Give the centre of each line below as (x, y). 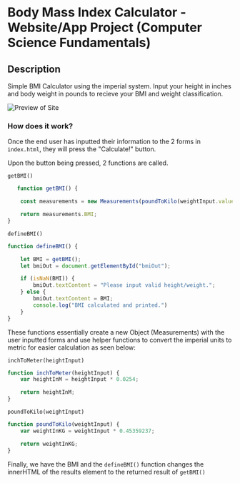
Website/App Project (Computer (105, 27)
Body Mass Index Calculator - (97, 12)
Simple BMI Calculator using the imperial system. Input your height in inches (120, 86)
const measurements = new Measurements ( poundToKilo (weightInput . (120, 202)
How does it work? (40, 126)
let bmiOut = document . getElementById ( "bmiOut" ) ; (96, 266)
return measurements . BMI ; (59, 215)
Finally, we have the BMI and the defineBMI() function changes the (106, 464)
